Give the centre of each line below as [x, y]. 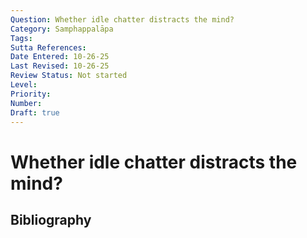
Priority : [31, 94]
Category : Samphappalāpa [62, 29]
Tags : [21, 38]
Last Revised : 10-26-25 [60, 66]
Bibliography [51, 219]
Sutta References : [48, 47]
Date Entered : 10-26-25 [60, 57]
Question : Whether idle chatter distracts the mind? [122, 19]
